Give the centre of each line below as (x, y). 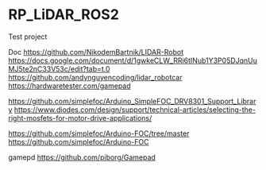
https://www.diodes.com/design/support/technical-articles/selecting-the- (135, 110)
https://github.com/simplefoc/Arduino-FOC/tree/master (99, 133)
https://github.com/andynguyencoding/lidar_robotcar (95, 77)
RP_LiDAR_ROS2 (64, 15)
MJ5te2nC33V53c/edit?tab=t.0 (59, 68)
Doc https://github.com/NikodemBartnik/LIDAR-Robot (96, 52)
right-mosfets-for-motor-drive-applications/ (80, 118)
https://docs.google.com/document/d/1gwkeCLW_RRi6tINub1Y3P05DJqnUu (133, 60)
